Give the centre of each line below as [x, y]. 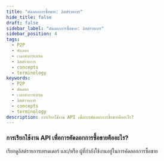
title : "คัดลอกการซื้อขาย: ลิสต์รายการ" [44, 12]
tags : [13, 39]
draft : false [22, 23]
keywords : [18, 78]
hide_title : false [29, 17]
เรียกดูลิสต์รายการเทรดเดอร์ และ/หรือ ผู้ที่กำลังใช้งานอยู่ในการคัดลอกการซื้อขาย [82, 151]
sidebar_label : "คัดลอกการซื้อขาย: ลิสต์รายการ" [55, 28]
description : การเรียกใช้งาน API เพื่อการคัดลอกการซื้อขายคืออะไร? [70, 117]
